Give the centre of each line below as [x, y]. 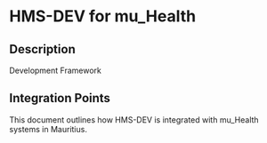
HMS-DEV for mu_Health [103, 16]
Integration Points [60, 98]
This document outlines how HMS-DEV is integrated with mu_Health [134, 119]
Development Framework [56, 70]
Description [42, 49]
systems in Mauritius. [48, 129]
